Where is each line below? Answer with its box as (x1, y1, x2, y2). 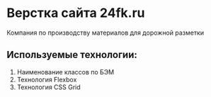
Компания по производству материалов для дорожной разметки (6, 28, 205, 37)
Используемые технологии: (6, 49, 137, 61)
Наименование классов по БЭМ (16, 67, 115, 76)
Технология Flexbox (16, 75, 77, 84)
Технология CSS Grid (16, 83, 81, 91)
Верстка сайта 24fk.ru (6, 5, 145, 21)
